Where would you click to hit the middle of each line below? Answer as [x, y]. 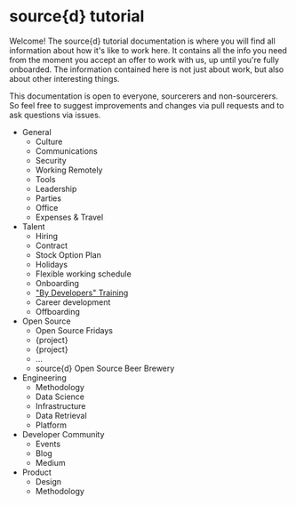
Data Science [60, 397]
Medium [50, 462]
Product [36, 472]
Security [51, 160]
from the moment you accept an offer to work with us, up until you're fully [144, 60]
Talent [34, 226]
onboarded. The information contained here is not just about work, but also [147, 69]
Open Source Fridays [74, 330]
